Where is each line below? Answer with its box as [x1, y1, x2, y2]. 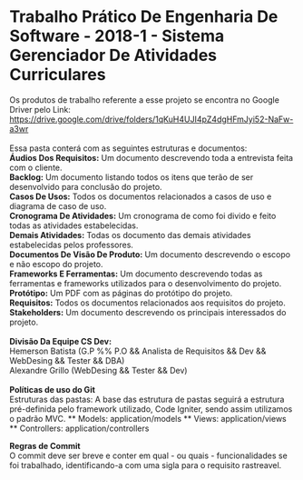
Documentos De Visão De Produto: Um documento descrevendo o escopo [9, 248, 291, 260]
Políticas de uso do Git [9, 384, 95, 395]
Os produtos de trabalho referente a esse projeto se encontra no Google [9, 94, 279, 105]
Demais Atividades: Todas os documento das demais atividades [9, 229, 251, 240]
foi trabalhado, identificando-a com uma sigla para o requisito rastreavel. [9, 459, 282, 470]
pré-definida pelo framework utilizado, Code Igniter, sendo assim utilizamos [9, 403, 293, 415]
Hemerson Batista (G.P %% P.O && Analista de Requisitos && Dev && [9, 345, 267, 356]
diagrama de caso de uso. [9, 200, 107, 211]
